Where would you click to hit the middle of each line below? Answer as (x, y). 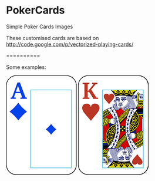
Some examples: (26, 67)
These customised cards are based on (53, 38)
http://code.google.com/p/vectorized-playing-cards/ (70, 44)
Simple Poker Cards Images (40, 27)
